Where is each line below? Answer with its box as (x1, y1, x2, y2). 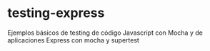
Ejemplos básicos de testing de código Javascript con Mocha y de (7, 28, 204, 37)
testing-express (7, 5, 105, 21)
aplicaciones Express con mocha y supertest (7, 35, 139, 44)
